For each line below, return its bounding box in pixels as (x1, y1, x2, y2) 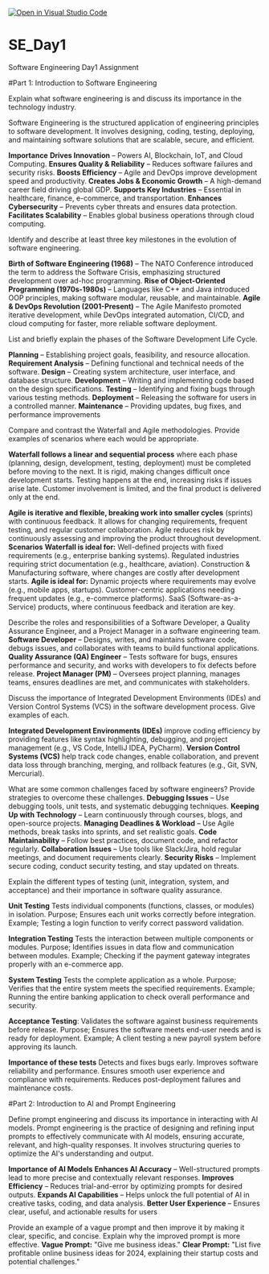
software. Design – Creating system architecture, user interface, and (8, 366, 235, 376)
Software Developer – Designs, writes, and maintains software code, (8, 635, 237, 644)
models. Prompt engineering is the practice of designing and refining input (8, 1123, 255, 1132)
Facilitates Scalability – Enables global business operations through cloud (8, 210, 255, 220)
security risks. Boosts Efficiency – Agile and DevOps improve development (8, 168, 258, 177)
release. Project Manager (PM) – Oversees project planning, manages (8, 668, 241, 678)
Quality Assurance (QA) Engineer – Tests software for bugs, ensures (8, 651, 238, 661)
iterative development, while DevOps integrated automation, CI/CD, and (8, 310, 245, 320)
